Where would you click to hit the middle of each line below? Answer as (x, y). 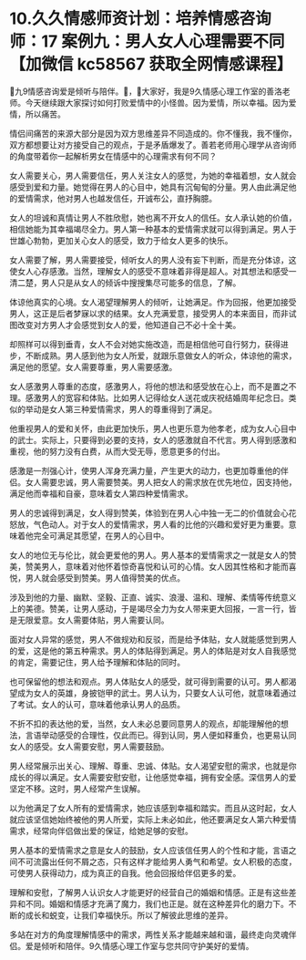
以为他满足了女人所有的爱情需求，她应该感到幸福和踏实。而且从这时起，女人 (153, 808)
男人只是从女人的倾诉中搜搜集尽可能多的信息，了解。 (141, 283)
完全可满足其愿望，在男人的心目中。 (101, 535)
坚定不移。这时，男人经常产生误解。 (77, 789)
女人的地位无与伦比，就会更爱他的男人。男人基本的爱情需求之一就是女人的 (149, 555)
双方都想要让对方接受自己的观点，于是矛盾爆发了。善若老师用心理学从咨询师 (153, 145)
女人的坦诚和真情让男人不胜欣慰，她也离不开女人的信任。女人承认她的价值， (153, 217)
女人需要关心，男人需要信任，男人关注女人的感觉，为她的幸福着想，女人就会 (153, 175)
